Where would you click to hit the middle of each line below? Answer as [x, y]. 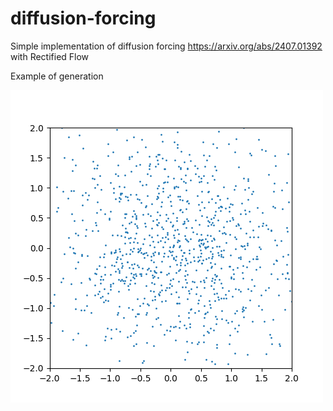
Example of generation [57, 76]
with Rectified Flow [50, 56]
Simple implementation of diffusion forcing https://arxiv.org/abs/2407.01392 [166, 46]
